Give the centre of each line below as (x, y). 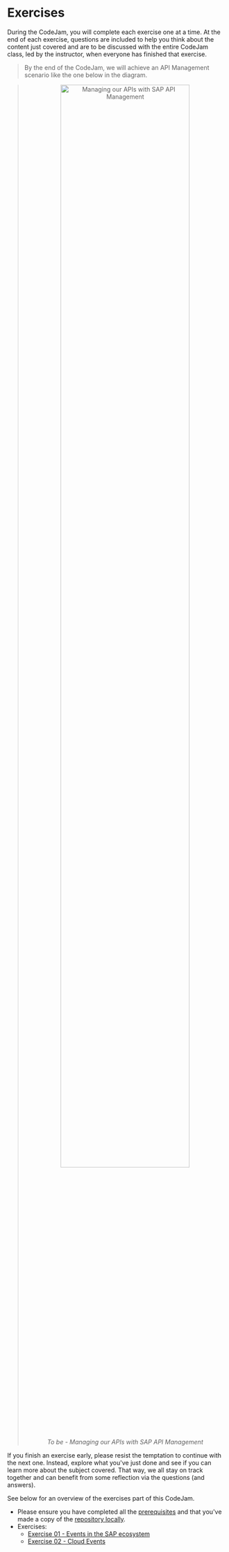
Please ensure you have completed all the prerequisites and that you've (119, 1512)
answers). (22, 1485)
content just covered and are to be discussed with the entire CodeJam (108, 47)
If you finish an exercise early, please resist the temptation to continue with (114, 1455)
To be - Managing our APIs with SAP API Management (125, 1442)
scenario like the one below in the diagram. (86, 75)
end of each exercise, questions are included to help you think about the (111, 39)
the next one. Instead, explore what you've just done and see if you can (109, 1462)
